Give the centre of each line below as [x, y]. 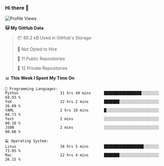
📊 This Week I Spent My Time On [40, 78]
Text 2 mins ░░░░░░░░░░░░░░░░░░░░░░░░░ [82, 119]
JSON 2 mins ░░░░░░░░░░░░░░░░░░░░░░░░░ [82, 128]
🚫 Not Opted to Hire [37, 49]
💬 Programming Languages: [31, 89]
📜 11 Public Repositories [41, 59]
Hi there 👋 [17, 8]
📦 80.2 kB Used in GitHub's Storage [54, 38]
